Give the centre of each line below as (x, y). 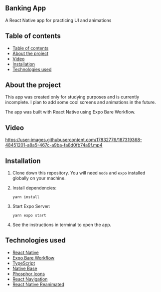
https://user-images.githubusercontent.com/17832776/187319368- (74, 140)
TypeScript (24, 263)
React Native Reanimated (38, 284)
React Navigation (30, 279)
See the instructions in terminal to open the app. (62, 225)
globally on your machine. (39, 178)
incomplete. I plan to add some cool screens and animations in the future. (80, 102)
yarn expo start (29, 215)
